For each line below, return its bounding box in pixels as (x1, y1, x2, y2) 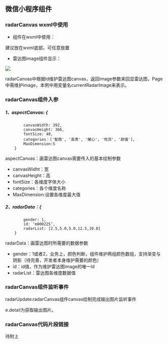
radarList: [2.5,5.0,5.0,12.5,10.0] (23, 226, 101, 231)
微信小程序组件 (5, 5, 52, 14)
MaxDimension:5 (23, 141, 56, 146)
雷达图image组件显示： (12, 55, 62, 61)
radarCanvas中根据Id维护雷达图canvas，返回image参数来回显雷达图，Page (5, 76, 163, 82)
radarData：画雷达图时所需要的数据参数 (5, 240, 89, 246)
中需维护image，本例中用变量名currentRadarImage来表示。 (5, 82, 130, 88)
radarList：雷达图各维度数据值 (12, 269, 76, 276)
